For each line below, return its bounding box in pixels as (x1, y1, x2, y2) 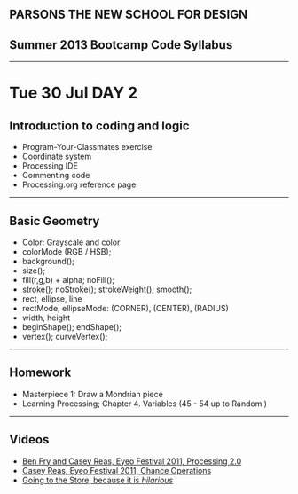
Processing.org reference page (21, 179, 137, 190)
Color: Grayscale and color (21, 237, 121, 247)
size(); (21, 265, 46, 276)
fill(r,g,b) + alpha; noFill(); (21, 275, 115, 286)
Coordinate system (21, 151, 92, 162)
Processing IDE (21, 161, 78, 171)
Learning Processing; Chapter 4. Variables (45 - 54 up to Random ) (21, 398, 268, 409)
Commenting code (21, 170, 90, 181)
